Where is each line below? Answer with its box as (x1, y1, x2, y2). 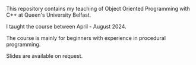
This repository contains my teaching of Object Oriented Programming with (6, 5, 190, 12)
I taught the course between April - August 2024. (6, 23, 127, 30)
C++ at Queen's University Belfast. (6, 11, 91, 18)
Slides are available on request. (6, 52, 83, 59)
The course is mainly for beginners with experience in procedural (6, 35, 166, 41)
